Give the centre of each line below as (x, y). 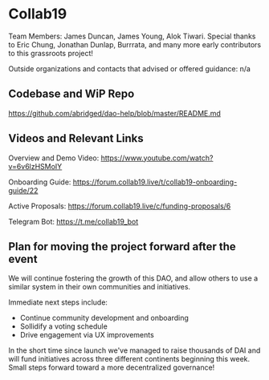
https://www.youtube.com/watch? (157, 158)
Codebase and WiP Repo (71, 94)
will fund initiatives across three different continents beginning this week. (129, 359)
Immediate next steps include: (58, 302)
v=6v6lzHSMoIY (35, 166)
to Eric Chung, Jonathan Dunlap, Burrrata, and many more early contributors (135, 44)
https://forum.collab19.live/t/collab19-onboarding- (155, 182)
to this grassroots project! (51, 53)
